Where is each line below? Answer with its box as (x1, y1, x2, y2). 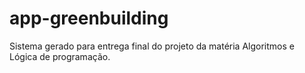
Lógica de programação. (9, 50, 111, 62)
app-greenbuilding (9, 7, 169, 30)
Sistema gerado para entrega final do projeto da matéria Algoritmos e (9, 40, 295, 52)
